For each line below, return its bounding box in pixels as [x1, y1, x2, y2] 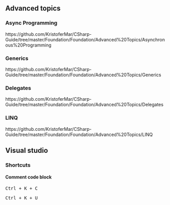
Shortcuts [5, 161, 31, 168]
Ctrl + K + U [5, 195, 38, 201]
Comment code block [5, 174, 52, 180]
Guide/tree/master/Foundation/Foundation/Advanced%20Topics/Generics [5, 72, 162, 78]
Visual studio [5, 146, 48, 155]
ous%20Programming [5, 42, 52, 48]
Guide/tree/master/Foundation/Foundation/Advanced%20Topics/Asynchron [5, 36, 165, 42]
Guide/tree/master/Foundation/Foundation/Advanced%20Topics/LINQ [5, 131, 153, 138]
